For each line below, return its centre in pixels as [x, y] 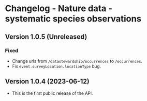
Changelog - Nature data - [59, 8]
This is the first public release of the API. [52, 93]
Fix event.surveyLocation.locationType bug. [56, 66]
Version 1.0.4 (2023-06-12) [47, 81]
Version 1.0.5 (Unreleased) [46, 37]
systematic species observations [73, 19]
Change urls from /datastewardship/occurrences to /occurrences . [77, 61]
